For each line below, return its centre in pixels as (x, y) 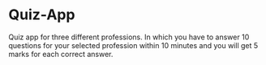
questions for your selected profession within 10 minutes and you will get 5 (133, 45)
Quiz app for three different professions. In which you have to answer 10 (129, 37)
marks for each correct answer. (61, 54)
